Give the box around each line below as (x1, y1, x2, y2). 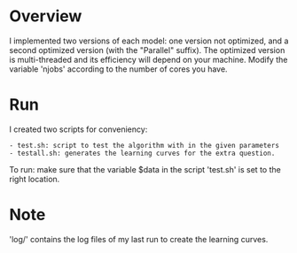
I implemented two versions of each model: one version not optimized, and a (9, 35, 289, 46)
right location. (9, 173, 60, 184)
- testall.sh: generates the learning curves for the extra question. (9, 149, 276, 157)
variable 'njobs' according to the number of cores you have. (9, 64, 228, 74)
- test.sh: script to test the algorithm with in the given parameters (9, 141, 279, 149)
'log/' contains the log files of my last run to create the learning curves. (9, 234, 269, 244)
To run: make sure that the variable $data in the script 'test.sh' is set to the (9, 164, 281, 174)
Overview (9, 6, 82, 27)
